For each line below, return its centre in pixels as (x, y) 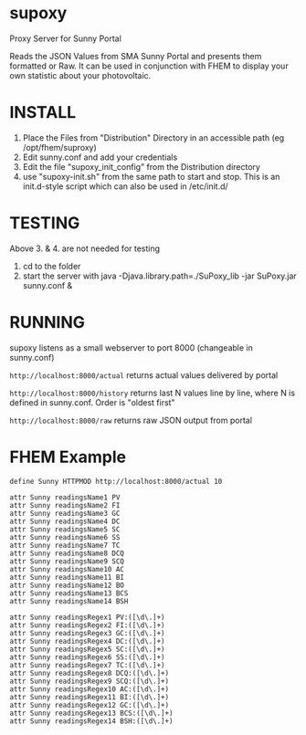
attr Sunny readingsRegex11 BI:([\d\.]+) (90, 697)
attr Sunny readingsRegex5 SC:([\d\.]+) (88, 649)
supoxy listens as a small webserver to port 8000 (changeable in (131, 347)
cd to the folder (52, 266)
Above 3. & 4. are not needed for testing (85, 248)
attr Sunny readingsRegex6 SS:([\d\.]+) (88, 657)
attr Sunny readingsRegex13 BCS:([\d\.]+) (91, 713)
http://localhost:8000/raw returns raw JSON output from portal (131, 420)
